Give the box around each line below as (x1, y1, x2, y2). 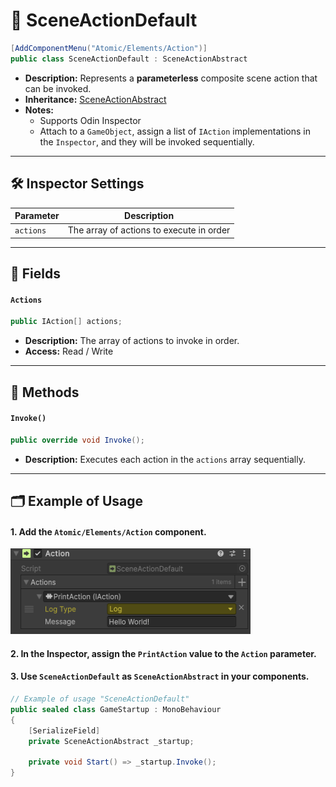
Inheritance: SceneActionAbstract (24, 93, 167, 105)
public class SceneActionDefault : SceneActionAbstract (10, 54, 248, 64)
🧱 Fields (10, 265, 61, 283)
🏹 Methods (10, 384, 80, 401)
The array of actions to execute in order (67, 224, 231, 236)
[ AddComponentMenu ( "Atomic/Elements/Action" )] (10, 43, 208, 53)
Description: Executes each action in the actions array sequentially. (24, 453, 306, 465)
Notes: (24, 104, 54, 116)
